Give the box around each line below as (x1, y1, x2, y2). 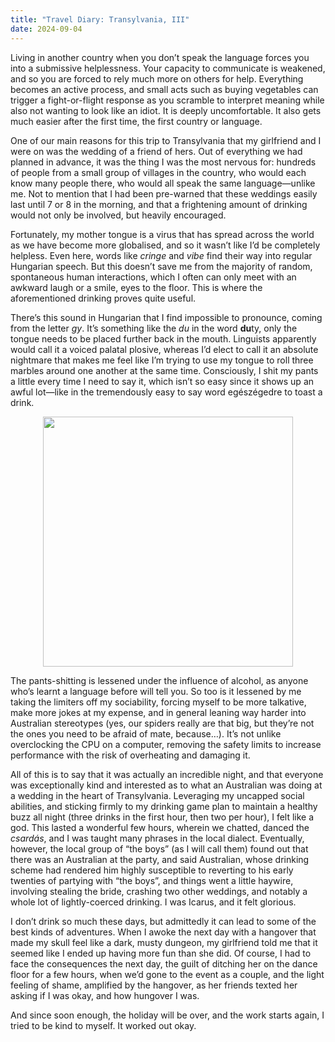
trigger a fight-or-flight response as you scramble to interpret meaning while (10, 94, 325, 106)
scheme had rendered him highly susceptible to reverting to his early (10, 864, 294, 876)
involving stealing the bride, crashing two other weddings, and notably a (10, 885, 308, 897)
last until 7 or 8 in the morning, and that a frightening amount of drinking (10, 198, 308, 210)
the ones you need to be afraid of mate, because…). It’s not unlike (10, 727, 282, 740)
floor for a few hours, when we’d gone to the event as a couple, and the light (10, 968, 325, 980)
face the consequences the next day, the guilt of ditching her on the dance (10, 957, 318, 970)
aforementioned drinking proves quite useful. (10, 292, 197, 304)
